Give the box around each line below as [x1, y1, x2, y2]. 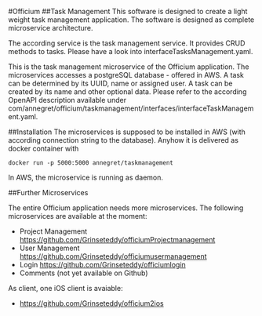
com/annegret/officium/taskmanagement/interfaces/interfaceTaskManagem [8, 104, 254, 113]
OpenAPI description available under [8, 96, 127, 104]
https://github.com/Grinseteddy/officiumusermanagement [19, 252, 207, 261]
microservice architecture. [8, 24, 93, 32]
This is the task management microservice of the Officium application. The [8, 62, 249, 71]
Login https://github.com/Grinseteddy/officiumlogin [19, 260, 186, 269]
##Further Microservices [8, 188, 89, 197]
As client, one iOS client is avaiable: [8, 284, 123, 292]
